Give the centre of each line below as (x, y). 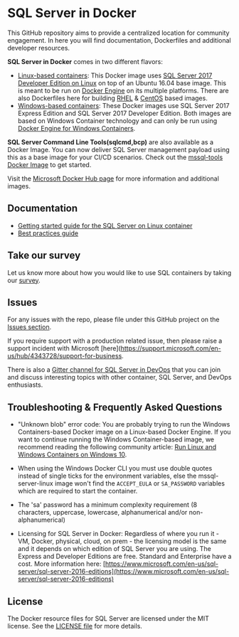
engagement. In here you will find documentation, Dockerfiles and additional (119, 40)
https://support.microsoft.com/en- (171, 348)
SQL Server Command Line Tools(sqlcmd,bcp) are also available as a (111, 142)
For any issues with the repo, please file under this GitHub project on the (113, 320)
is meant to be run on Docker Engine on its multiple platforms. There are (123, 90)
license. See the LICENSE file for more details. (75, 626)
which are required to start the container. (78, 491)
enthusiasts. (25, 385)
